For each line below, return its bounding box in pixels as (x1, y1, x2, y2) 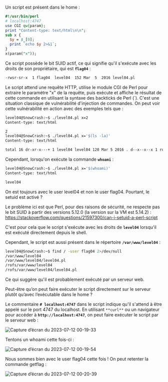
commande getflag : (5, 361, 46, 367)
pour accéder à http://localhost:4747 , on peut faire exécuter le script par (5, 312, 159, 317)
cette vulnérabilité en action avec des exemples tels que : (5, 105, 123, 112)
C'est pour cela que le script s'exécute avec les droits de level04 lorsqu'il (5, 224, 156, 230)
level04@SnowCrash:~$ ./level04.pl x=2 (5, 115, 88, 120)
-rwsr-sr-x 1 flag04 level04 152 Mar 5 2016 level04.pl (5, 75, 135, 80)
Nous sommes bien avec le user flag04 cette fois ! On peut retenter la (5, 356, 149, 362)
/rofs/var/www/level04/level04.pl (5, 267, 77, 272)
